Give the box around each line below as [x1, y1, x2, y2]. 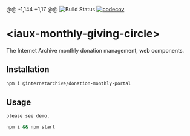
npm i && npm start [6, 124, 56, 130]
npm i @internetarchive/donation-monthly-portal [6, 80, 131, 86]
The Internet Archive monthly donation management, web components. [6, 47, 185, 54]
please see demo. [6, 113, 50, 119]
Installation [6, 64, 50, 75]
